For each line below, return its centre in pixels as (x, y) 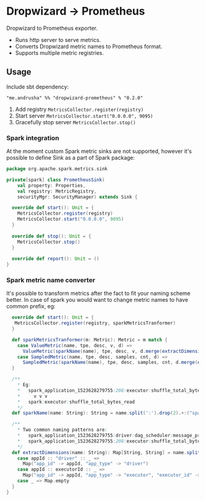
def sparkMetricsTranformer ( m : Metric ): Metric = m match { (90, 339)
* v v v (32, 396)
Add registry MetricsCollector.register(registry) (79, 109)
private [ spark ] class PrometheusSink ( (56, 180)
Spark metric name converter (51, 280)
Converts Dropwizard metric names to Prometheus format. (89, 46)
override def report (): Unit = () (56, 259)
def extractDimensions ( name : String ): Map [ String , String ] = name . (99, 452)
